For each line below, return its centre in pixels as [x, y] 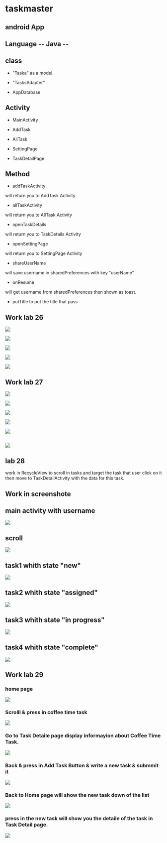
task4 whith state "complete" [52, 648]
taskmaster [29, 9]
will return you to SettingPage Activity [44, 253]
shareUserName [29, 263]
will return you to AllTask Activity [39, 215]
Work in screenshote [38, 494]
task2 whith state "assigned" [51, 593]
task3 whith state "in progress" [55, 620]
